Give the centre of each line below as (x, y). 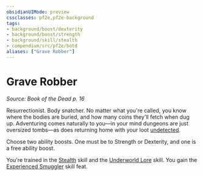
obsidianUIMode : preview (38, 12)
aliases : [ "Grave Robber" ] (41, 52)
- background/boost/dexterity (45, 29)
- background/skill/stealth (42, 40)
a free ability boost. (30, 148)
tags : (13, 23)
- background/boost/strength (43, 35)
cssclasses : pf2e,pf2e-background (50, 18)
